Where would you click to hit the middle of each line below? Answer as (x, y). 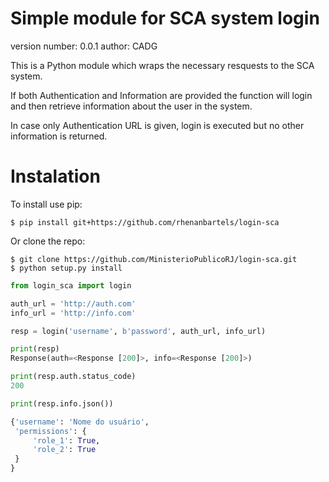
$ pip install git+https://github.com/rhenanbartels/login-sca (145, 222)
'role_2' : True (64, 450)
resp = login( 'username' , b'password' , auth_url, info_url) (138, 331)
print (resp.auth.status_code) (73, 377)
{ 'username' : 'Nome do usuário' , (80, 422)
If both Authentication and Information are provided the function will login (161, 95)
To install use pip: (46, 204)
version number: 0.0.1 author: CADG (84, 46)
